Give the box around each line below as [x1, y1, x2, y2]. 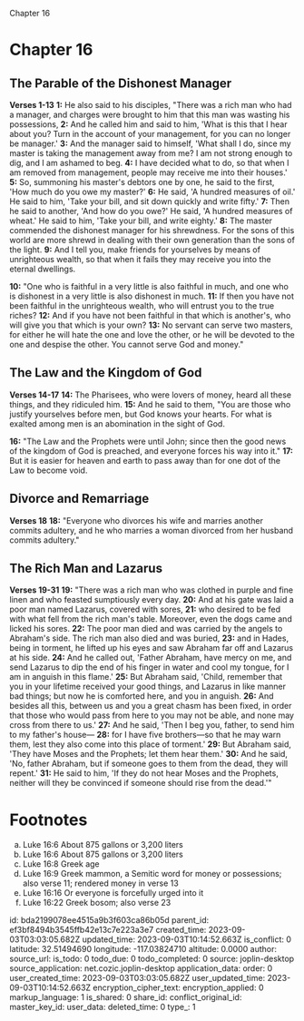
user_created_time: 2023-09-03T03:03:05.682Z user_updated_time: [9, 973, 266, 984]
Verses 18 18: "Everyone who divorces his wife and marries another [9, 515, 263, 525]
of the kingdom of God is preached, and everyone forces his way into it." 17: [9, 445, 293, 457]
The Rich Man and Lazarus [9, 561, 163, 576]
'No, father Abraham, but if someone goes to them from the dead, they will [9, 758, 289, 770]
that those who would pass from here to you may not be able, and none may [9, 710, 295, 721]
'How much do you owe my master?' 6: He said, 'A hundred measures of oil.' [9, 186, 296, 197]
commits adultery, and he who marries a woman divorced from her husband [9, 525, 293, 535]
